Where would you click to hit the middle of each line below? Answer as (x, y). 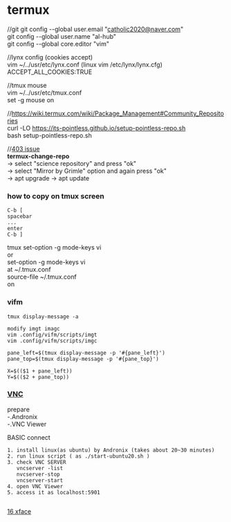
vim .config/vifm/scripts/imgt (52, 335)
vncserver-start (40, 480)
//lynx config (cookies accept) (50, 57)
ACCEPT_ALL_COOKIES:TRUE (50, 72)
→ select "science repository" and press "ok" (72, 163)
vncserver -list (40, 468)
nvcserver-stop (38, 474)
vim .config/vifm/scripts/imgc (52, 341)
